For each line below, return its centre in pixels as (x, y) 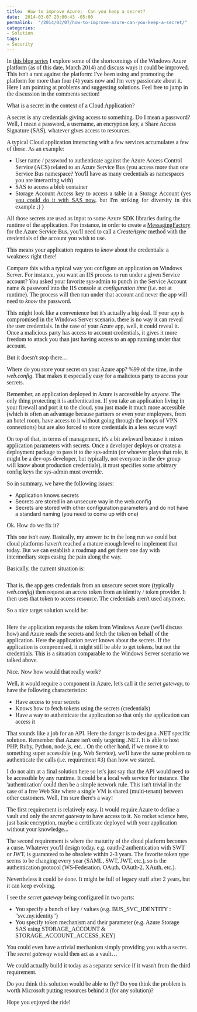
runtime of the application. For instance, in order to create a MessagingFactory (98, 225)
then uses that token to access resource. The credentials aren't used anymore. (96, 598)
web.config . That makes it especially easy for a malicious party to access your (98, 376)
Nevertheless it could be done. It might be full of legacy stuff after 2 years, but (98, 879)
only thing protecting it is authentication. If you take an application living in (96, 401)
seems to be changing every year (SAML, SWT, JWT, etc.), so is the (87, 861)
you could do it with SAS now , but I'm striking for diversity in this (103, 200)
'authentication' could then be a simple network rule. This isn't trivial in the (94, 784)
